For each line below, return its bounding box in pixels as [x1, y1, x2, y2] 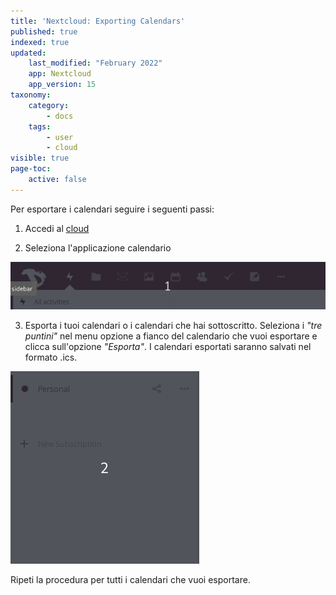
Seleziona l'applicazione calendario [24, 241, 172, 254]
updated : [10, 48, 47, 58]
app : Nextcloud [28, 69, 92, 79]
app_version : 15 [28, 80, 97, 90]
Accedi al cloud [24, 222, 90, 234]
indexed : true [10, 37, 70, 47]
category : [28, 100, 70, 110]
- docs [46, 111, 74, 121]
